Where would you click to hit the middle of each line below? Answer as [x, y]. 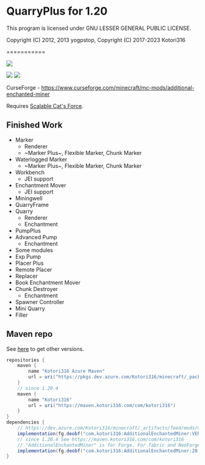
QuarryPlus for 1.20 [57, 11]
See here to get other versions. [45, 348]
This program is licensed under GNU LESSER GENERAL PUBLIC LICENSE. [99, 28]
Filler [21, 315]
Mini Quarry [30, 308]
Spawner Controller [40, 302]
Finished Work [34, 125]
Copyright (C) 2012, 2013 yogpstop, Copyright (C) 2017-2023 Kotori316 [96, 40]
